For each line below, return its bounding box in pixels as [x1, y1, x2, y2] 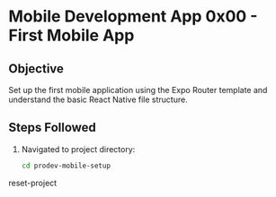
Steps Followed [8, 120, 96, 135]
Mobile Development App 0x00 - [8, 6, 258, 27]
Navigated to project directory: [21, 143, 136, 154]
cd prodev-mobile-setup [21, 161, 111, 170]
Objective [8, 61, 65, 76]
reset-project [8, 177, 58, 188]
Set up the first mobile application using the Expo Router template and [8, 85, 268, 95]
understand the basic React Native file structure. [8, 94, 188, 105]
